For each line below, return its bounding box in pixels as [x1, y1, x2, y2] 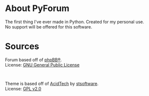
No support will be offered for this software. [5, 24, 92, 29]
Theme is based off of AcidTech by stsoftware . [5, 81, 99, 86]
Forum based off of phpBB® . [5, 56, 62, 63]
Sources [5, 41, 40, 52]
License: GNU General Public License [5, 62, 80, 68]
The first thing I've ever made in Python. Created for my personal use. [5, 19, 144, 25]
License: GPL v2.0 [5, 85, 42, 92]
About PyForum [5, 3, 70, 14]
